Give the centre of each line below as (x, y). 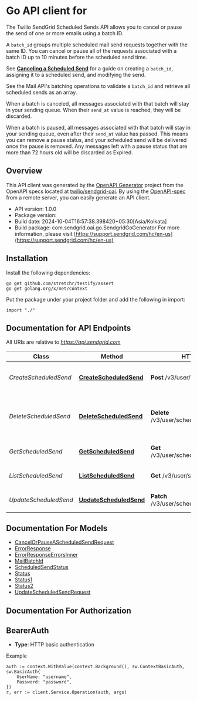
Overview (24, 171)
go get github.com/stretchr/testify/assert (60, 283)
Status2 (24, 586)
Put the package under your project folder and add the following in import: (96, 299)
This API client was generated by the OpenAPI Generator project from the (95, 185)
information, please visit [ (45, 233)
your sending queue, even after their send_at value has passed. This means (97, 134)
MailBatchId (29, 561)
